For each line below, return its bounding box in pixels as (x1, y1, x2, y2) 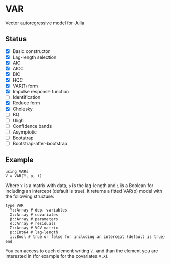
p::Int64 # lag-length (10, 230, 58, 235)
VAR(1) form (12, 83, 38, 89)
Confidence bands (12, 123, 52, 129)
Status (5, 35, 27, 43)
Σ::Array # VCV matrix (10, 225, 58, 230)
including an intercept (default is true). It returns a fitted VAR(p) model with (5, 188, 162, 194)
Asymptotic (12, 128, 37, 135)
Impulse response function (12, 89, 69, 95)
